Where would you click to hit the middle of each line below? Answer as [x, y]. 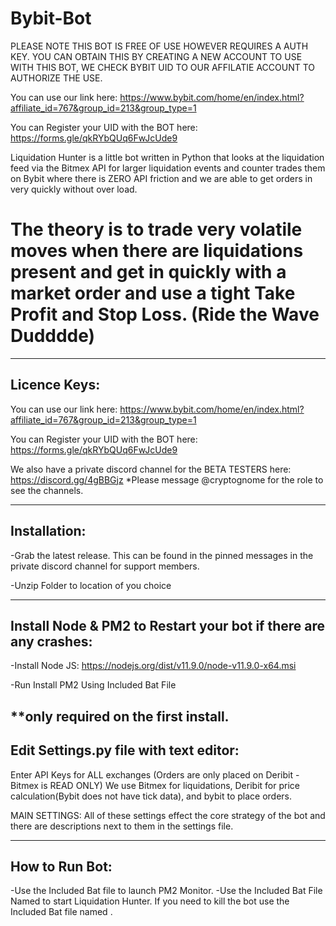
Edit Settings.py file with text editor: [125, 750]
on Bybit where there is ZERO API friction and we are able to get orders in [161, 178]
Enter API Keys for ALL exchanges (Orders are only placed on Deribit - [155, 774]
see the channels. [47, 490]
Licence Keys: [55, 385]
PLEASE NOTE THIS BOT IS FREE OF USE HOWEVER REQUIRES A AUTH [159, 46]
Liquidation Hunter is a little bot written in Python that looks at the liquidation [167, 157]
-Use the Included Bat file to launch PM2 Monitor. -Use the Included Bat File [166, 891]
